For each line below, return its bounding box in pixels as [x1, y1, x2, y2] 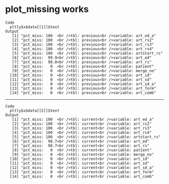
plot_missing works [5, 4, 89, 15]
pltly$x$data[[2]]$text [10, 108, 59, 113]
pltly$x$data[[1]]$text [10, 24, 59, 30]
